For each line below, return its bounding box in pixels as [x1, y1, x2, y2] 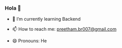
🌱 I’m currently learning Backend [12, 16, 81, 22]
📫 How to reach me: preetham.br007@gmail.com [12, 26, 117, 32]
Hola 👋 [5, 5, 21, 12]
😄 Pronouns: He [12, 38, 47, 44]
